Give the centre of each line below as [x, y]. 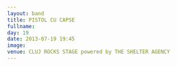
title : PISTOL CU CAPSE [41, 20]
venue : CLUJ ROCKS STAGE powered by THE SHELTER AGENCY [88, 52]
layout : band [26, 13]
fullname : [21, 26]
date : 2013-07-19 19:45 [41, 39]
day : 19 [18, 33]
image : [16, 45]
